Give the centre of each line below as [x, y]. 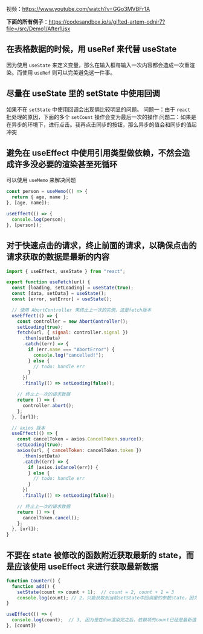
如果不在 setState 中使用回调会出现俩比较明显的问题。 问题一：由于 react [98, 109]
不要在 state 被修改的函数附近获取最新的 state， [96, 555]
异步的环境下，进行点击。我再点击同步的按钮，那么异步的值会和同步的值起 [104, 124]
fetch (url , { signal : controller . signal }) [73, 332]
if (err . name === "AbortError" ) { [71, 349]
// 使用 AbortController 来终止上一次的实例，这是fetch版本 [82, 310]
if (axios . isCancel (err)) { [63, 467]
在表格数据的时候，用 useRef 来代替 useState [92, 49]
